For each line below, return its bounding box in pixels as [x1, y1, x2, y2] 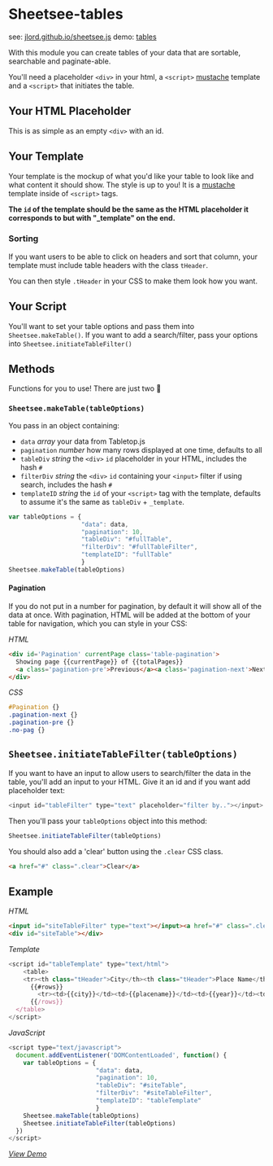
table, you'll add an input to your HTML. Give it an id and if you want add [8, 777, 250, 787]
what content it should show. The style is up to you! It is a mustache [8, 180, 236, 190]
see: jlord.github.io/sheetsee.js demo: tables [8, 32, 157, 42]
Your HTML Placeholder [8, 104, 132, 118]
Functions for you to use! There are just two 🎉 [8, 384, 162, 393]
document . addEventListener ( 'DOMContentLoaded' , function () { [15, 1051, 227, 1059]
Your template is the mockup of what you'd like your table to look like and [8, 171, 254, 181]
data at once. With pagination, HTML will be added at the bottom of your [8, 610, 251, 620]
